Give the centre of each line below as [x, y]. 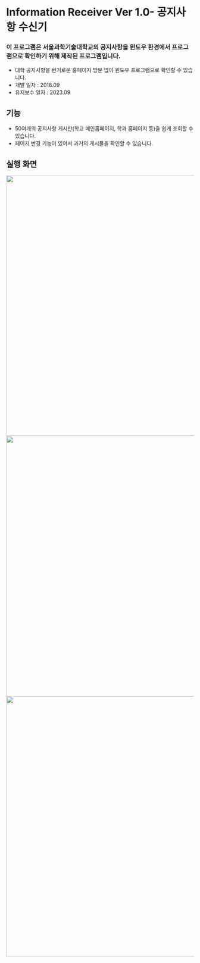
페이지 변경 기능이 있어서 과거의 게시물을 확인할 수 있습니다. [84, 143]
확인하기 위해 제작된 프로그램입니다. [73, 56]
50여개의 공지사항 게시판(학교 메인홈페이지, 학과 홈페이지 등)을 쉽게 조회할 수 [104, 129]
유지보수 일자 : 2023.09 [43, 92]
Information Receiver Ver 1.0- [80, 12]
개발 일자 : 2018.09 [37, 85]
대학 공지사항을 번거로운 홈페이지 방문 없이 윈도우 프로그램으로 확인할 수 [98, 70]
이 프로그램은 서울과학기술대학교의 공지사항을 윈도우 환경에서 [88, 47]
